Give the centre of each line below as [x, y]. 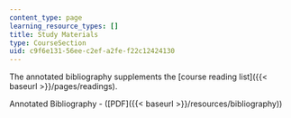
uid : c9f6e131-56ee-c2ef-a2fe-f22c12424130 [92, 51]
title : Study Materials [54, 34]
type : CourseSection [48, 43]
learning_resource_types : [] [64, 26]
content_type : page [46, 18]
